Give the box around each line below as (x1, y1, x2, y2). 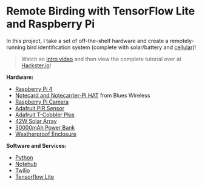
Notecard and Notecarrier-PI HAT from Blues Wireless (15, 91, 150, 99)
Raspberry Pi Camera (15, 98, 69, 105)
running (6, 44, 26, 51)
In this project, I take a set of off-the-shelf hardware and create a (6, 37, 169, 44)
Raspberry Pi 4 (15, 85, 53, 92)
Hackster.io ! (21, 62, 52, 69)
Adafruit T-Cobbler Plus (15, 111, 75, 118)
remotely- (169, 37, 194, 44)
